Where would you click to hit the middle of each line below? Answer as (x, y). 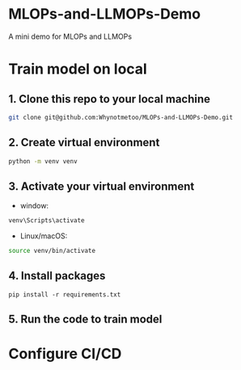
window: (34, 206)
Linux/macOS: (44, 236)
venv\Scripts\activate (47, 221)
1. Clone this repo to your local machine (110, 99)
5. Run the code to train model (85, 320)
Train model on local (78, 69)
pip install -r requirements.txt (65, 294)
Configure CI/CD (65, 354)
